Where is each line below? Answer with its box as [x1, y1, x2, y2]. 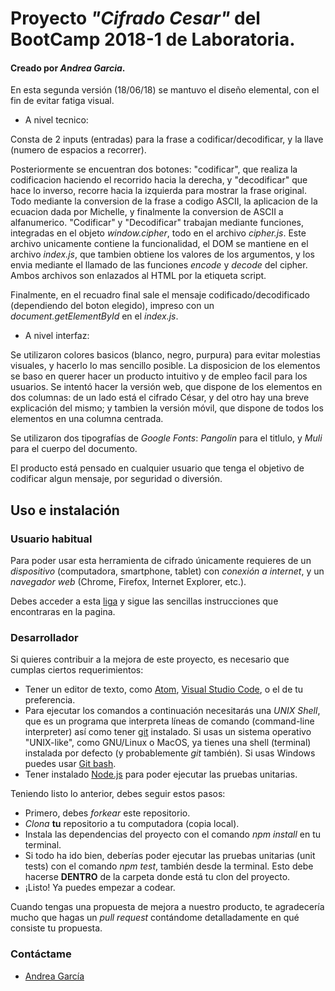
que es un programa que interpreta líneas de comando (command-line [24, 715, 315, 727]
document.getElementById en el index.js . [10, 310, 179, 322]
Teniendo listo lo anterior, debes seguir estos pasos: [10, 788, 226, 800]
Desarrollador [10, 631, 79, 644]
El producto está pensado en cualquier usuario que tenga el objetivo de [10, 462, 305, 474]
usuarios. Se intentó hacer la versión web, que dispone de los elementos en [10, 381, 323, 393]
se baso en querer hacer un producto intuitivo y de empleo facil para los [10, 370, 308, 382]
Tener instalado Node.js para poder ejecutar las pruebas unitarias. [24, 768, 298, 781]
